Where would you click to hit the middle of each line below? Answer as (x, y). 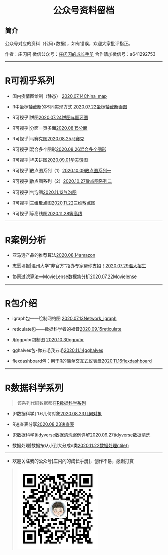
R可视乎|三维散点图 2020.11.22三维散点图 (54, 203)
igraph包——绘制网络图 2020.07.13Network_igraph (64, 318)
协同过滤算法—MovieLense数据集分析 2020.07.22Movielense (75, 276)
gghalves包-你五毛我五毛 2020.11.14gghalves (58, 350)
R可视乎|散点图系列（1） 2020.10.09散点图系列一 (62, 170)
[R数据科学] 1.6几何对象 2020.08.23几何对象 (57, 413)
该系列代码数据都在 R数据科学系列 (52, 403)
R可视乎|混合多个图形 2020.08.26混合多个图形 (59, 149)
